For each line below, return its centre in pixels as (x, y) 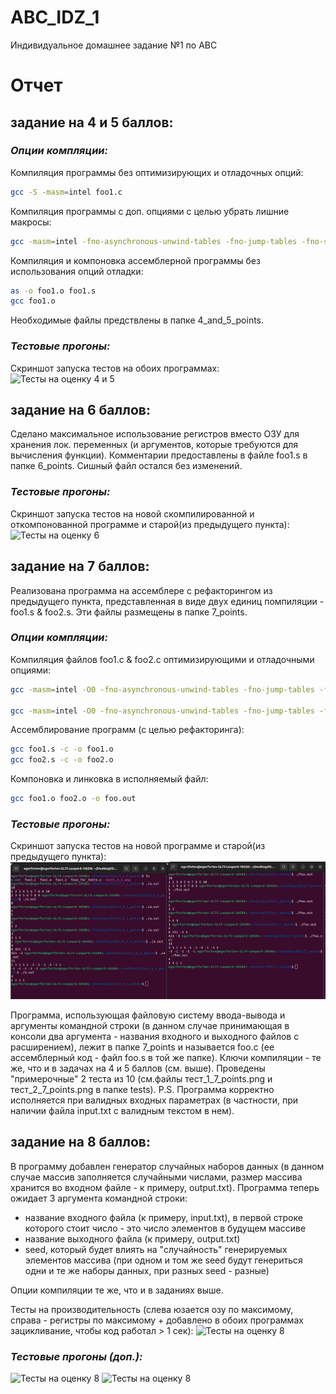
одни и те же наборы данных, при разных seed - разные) (147, 1270)
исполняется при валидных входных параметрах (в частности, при (154, 1100)
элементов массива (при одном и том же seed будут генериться (163, 1260)
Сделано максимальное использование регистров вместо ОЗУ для (155, 434)
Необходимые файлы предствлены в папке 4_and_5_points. (137, 320)
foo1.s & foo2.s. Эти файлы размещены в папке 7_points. (129, 612)
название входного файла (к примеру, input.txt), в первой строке (163, 1217)
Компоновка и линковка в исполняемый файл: (109, 779)
